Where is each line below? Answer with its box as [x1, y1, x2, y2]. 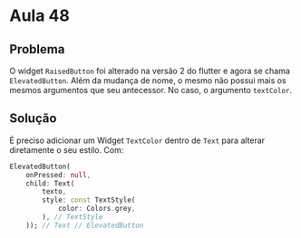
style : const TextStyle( [42, 195, 136, 205]
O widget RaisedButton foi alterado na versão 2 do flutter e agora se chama [9, 65, 290, 76]
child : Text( [25, 178, 75, 188]
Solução [9, 110, 57, 127]
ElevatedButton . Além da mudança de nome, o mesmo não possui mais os [9, 75, 287, 86]
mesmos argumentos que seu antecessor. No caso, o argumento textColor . [9, 85, 293, 95]
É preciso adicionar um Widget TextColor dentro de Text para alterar [9, 135, 266, 146]
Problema [9, 42, 65, 57]
